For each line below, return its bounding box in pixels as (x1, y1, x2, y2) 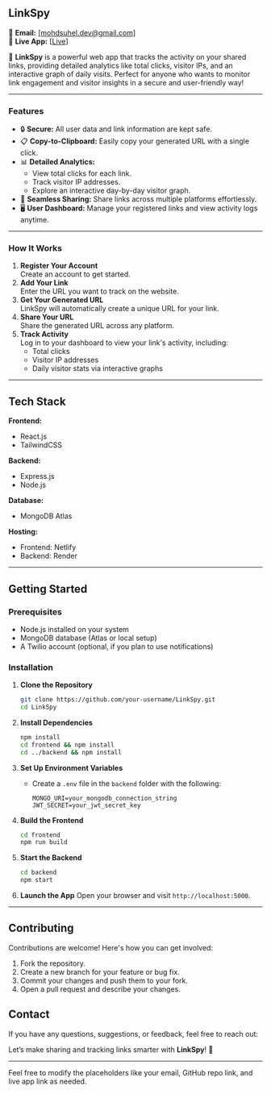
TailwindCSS (19, 440, 63, 450)
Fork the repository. (19, 959, 86, 968)
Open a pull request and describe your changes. (19, 984, 181, 994)
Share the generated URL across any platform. (19, 321, 175, 331)
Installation (8, 661, 54, 672)
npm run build (19, 838, 68, 846)
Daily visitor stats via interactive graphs (31, 364, 164, 373)
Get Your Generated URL (19, 295, 104, 305)
